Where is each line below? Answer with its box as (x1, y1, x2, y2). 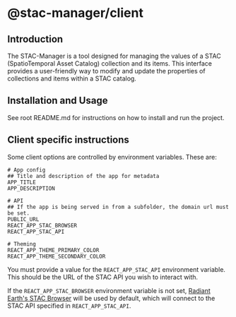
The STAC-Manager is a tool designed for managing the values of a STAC (7, 52, 221, 60)
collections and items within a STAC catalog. (7, 74, 136, 83)
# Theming (7, 240, 37, 248)
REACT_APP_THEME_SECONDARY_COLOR (7, 253, 106, 260)
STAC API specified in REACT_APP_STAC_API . (7, 301, 131, 310)
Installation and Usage (7, 95, 108, 107)
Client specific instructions (7, 134, 129, 146)
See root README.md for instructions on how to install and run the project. (7, 113, 225, 121)
